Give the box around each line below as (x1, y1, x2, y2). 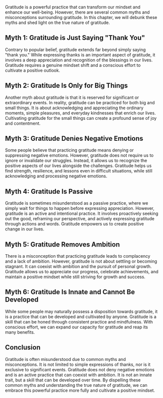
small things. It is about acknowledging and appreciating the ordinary (5, 105, 144, 111)
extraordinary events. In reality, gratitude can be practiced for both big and (5, 99, 155, 105)
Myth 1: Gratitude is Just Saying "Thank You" (5, 34, 145, 42)
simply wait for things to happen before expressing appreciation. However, (5, 206, 155, 211)
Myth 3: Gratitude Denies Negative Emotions (5, 134, 144, 143)
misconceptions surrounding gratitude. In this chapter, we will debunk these (5, 15, 157, 20)
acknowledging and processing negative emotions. (5, 173, 108, 179)
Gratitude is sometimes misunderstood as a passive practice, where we (5, 200, 148, 206)
